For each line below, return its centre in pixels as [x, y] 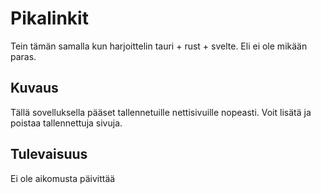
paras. [23, 56]
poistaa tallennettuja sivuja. [66, 123]
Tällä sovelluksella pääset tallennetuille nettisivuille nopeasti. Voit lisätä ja [161, 112]
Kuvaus [34, 88]
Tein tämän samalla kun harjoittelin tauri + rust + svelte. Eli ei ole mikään [159, 46]
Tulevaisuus [49, 154]
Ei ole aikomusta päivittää [63, 178]
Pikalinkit [49, 18]
